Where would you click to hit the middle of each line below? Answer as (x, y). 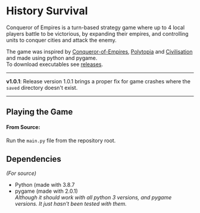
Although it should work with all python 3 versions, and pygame (93, 198)
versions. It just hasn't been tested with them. (71, 204)
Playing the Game (40, 112)
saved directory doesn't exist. (42, 87)
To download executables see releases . (54, 64)
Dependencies (34, 159)
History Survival (47, 11)
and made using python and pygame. (52, 58)
